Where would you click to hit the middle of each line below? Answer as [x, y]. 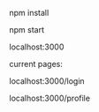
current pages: [36, 64]
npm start [27, 30]
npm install [29, 13]
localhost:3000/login [47, 81]
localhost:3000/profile [50, 98]
